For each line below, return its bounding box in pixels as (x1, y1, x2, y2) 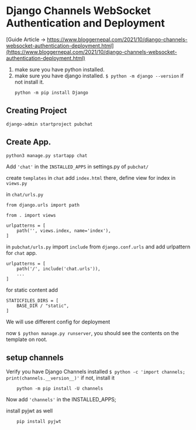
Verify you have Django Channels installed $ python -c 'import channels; (6, 368, 185, 376)
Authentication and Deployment (6, 16, 165, 30)
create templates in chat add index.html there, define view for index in (6, 174, 176, 181)
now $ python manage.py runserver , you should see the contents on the (6, 329, 180, 336)
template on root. (6, 336, 48, 343)
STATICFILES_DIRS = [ (6, 298, 59, 303)
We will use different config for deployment (6, 318, 111, 325)
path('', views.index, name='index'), (16, 227, 111, 234)
